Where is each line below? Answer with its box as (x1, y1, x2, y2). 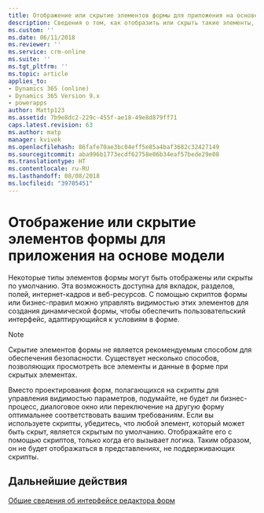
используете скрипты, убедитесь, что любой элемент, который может (8, 418, 245, 428)
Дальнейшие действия (8, 475, 128, 488)
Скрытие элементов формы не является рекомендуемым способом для (8, 345, 252, 354)
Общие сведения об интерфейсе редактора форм (8, 496, 175, 505)
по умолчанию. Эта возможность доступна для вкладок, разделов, (8, 280, 236, 291)
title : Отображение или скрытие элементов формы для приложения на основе (8, 11, 258, 20)
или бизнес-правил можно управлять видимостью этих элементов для (8, 298, 249, 307)
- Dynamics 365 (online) (8, 84, 90, 93)
